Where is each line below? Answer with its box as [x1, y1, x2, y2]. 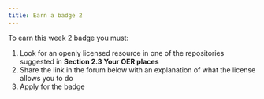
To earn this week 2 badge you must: [8, 33, 128, 42]
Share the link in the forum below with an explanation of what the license [19, 64, 256, 75]
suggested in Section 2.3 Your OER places [19, 57, 159, 66]
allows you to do [19, 73, 73, 82]
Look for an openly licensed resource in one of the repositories [19, 48, 225, 57]
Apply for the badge [19, 82, 85, 91]
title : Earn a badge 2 [8, 11, 83, 20]
